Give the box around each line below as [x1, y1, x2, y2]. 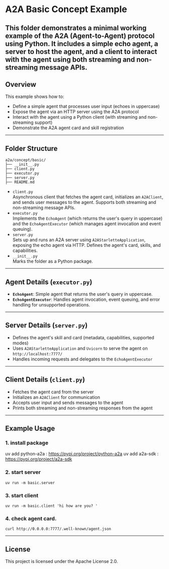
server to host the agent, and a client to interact [5, 47, 157, 56]
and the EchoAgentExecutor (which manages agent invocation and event [12, 221, 161, 227]
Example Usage [5, 424, 55, 433]
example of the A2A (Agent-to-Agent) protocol [5, 31, 155, 40]
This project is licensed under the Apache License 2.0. [5, 558, 118, 564]
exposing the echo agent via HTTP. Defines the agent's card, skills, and [12, 242, 161, 248]
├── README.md [5, 180, 35, 185]
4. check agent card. [5, 515, 57, 522]
